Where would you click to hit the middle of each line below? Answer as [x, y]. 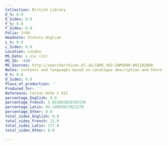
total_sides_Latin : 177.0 [32, 126]
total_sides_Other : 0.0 [30, 130]
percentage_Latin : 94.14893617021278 [44, 107]
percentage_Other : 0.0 [29, 112]
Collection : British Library [35, 10]
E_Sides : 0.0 [19, 19]
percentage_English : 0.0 [31, 98]
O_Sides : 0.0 [19, 79]
